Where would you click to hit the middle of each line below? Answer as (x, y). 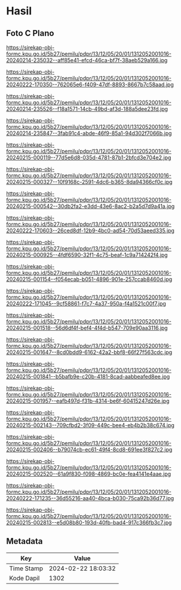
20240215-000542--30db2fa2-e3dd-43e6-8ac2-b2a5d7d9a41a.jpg (90, 206)
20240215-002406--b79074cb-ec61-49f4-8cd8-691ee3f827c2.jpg (89, 450)
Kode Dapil (24, 578)
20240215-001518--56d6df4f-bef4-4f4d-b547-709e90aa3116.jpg (87, 328)
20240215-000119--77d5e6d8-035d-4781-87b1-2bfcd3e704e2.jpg (89, 158)
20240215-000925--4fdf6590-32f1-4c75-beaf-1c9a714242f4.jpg (87, 255)
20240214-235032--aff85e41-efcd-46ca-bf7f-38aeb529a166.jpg (87, 60)
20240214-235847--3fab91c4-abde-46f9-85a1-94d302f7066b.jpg (89, 133)
